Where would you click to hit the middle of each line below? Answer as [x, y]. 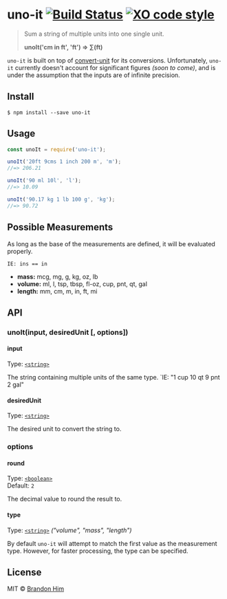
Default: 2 [21, 486]
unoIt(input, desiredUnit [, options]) [68, 332]
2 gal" [15, 384]
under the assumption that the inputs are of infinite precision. [94, 75]
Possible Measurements [60, 227]
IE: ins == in [28, 264]
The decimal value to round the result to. [65, 499]
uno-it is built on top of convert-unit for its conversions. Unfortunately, [107, 60]
